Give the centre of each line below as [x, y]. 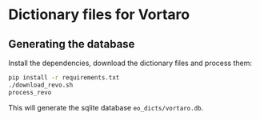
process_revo [30, 92]
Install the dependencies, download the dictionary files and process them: [130, 63]
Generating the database [72, 44]
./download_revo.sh [41, 85]
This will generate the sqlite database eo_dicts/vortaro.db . [106, 107]
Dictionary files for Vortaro [99, 15]
